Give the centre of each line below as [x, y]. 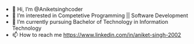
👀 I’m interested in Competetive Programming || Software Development [100, 15]
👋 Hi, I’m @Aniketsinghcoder [47, 9]
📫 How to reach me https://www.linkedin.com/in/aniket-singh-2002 [96, 35]
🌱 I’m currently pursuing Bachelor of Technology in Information [90, 22]
